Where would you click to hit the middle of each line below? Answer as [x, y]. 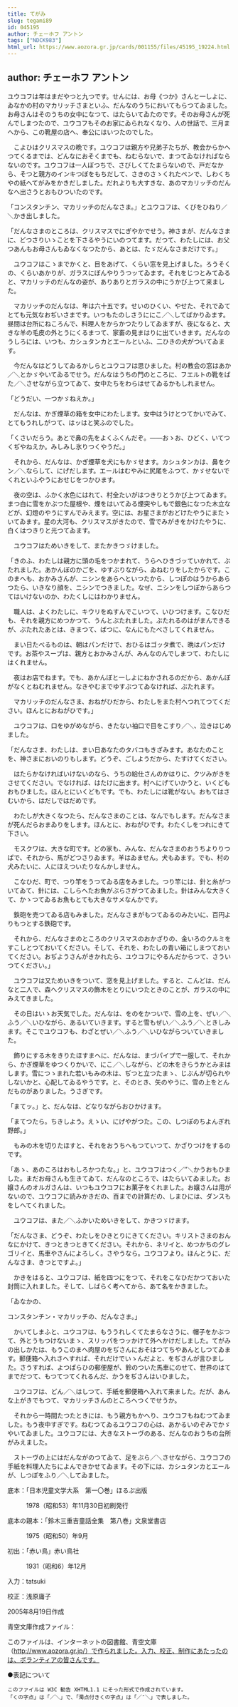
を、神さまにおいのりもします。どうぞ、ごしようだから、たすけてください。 [119, 758]
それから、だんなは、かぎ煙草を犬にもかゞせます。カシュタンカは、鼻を [119, 461]
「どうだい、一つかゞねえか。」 [53, 398]
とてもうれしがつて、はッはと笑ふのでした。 [72, 422]
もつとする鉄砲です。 [44, 923]
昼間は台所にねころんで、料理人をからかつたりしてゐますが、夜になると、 [116, 323]
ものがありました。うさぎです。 [60, 1091]
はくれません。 [29, 662]
